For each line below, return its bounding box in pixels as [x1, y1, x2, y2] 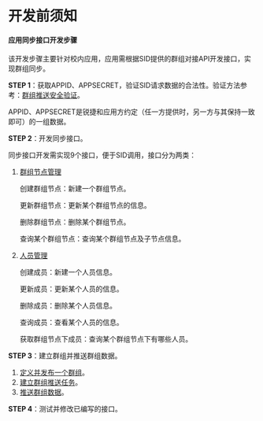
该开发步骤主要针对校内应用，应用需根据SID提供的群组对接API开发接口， [8, 54, 245, 64]
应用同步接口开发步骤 [8, 35, 77, 44]
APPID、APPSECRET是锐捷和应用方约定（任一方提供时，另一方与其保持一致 [8, 107, 256, 116]
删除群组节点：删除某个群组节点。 [19, 217, 131, 227]
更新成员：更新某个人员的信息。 [19, 284, 124, 294]
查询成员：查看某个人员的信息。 [19, 318, 124, 327]
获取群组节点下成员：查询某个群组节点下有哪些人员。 [19, 334, 193, 344]
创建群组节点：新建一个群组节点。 [19, 184, 131, 194]
